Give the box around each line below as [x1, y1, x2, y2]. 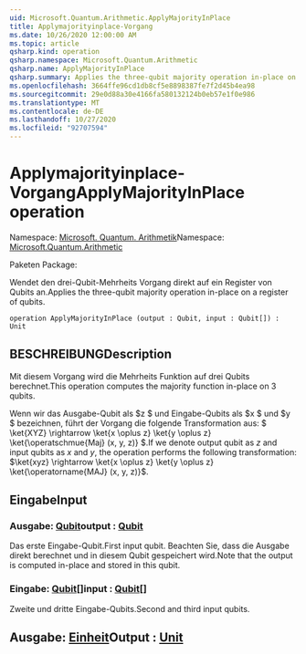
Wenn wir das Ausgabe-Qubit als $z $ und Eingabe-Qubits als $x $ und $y [9, 408, 290, 419]
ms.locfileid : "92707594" [9, 124, 108, 133]
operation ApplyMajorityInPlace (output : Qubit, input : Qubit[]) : [9, 314, 280, 323]
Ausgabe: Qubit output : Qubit [9, 520, 143, 533]
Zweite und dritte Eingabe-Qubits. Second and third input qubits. [9, 603, 250, 614]
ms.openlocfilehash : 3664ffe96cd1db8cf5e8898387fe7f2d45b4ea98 [9, 81, 256, 90]
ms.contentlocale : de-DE [9, 107, 104, 116]
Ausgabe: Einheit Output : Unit [9, 630, 184, 646]
